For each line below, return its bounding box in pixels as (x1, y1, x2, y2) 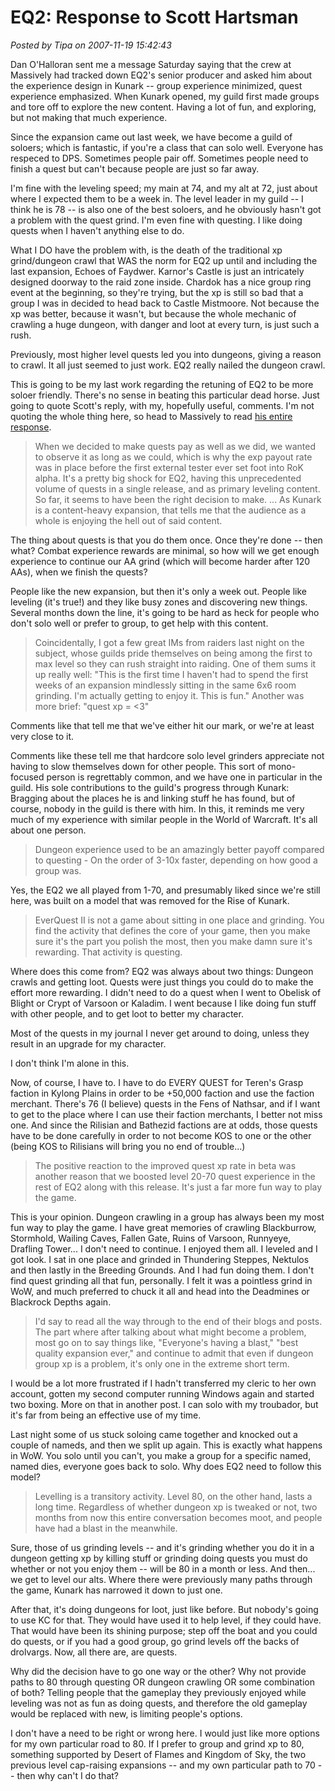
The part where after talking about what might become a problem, (34, 1326, 307, 1338)
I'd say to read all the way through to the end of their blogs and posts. (34, 1315, 323, 1327)
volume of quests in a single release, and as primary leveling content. (34, 482, 321, 495)
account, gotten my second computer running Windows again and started (10, 1387, 315, 1400)
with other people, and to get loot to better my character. (10, 1007, 244, 1020)
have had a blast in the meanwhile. (34, 1522, 178, 1534)
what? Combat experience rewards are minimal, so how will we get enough (10, 544, 320, 556)
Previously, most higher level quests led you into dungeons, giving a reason (10, 348, 322, 360)
